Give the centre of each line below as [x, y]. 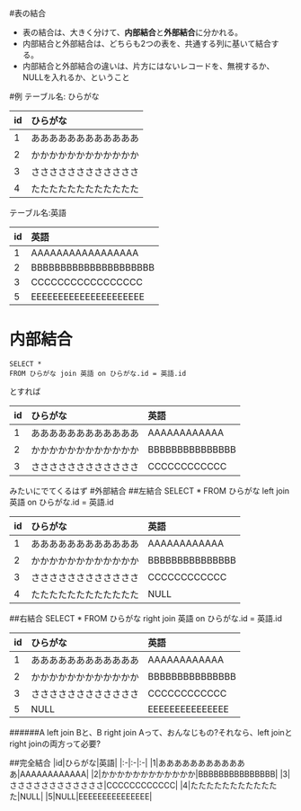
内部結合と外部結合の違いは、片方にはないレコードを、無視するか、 [148, 66]
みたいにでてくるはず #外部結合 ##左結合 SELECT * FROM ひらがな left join [150, 490]
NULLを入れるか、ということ [76, 77]
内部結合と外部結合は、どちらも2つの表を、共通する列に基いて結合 [146, 44]
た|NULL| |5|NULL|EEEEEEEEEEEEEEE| [81, 796]
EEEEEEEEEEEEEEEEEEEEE [88, 297]
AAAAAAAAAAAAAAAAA [85, 253]
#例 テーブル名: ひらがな [54, 96]
